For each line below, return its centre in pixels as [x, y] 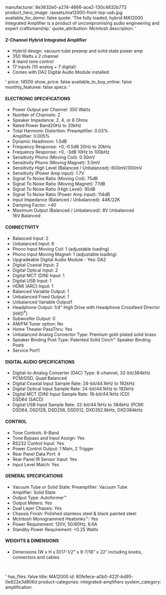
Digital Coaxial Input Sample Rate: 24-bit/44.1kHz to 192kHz [74, 383]
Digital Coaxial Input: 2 [35, 265]
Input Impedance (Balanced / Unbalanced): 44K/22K [66, 200]
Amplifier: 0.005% [31, 136]
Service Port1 [26, 350]
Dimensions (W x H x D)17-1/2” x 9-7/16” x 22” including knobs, [77, 552]
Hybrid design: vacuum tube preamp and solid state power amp [78, 51]
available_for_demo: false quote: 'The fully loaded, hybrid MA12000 [74, 18]
